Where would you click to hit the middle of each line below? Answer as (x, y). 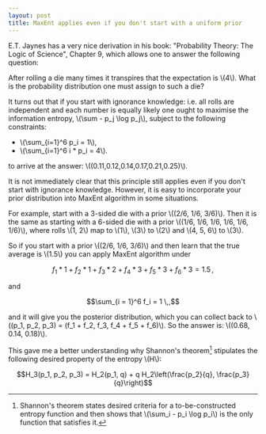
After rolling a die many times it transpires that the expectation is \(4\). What (132, 78)
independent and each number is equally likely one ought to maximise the (129, 110)
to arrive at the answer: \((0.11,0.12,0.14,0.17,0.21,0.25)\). (98, 166)
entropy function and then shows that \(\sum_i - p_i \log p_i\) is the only (136, 413)
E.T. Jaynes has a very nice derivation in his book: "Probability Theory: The (131, 45)
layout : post (30, 15)
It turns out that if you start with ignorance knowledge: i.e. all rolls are (122, 101)
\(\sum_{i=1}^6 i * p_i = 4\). (64, 150)
